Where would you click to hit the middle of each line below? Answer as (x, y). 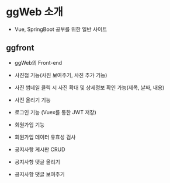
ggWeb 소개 (34, 12)
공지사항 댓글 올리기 (37, 161)
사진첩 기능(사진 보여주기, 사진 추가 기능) (61, 75)
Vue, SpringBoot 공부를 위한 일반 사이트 (61, 29)
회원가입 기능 (30, 124)
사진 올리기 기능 (32, 100)
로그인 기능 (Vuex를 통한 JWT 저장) (55, 112)
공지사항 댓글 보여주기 (40, 174)
